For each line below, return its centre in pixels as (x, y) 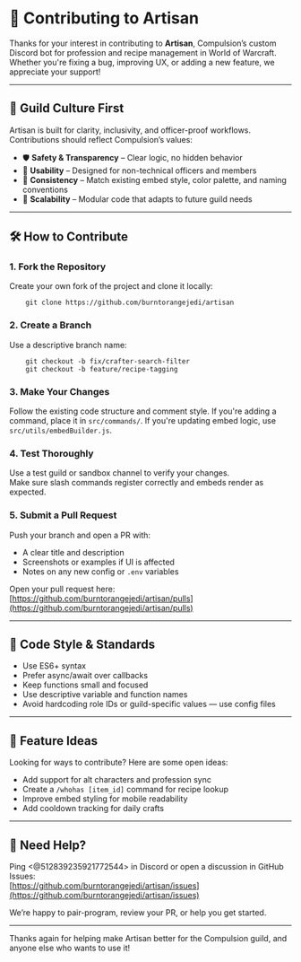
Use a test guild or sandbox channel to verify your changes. (120, 473)
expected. (28, 492)
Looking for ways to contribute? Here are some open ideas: (119, 763)
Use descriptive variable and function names (105, 695)
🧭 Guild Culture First (67, 108)
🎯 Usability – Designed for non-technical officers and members (139, 171)
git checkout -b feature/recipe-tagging (102, 369)
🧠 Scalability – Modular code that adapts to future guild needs (137, 199)
